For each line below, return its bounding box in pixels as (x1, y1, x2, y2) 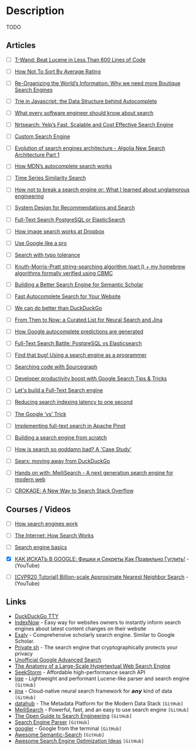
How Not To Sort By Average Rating (14, 67, 101, 75)
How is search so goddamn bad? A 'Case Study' (14, 445, 132, 452)
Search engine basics (14, 543, 67, 550)
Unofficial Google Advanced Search (14, 656, 102, 663)
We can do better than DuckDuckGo (14, 304, 103, 312)
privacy (14, 650, 33, 657)
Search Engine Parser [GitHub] (14, 718, 90, 725)
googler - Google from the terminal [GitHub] (14, 725, 122, 732)
